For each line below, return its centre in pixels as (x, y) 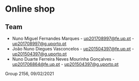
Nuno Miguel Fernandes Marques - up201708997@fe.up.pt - (73, 38)
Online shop (30, 9)
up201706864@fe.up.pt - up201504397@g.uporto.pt (65, 64)
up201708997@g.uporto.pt (39, 44)
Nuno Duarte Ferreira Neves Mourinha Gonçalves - (63, 59)
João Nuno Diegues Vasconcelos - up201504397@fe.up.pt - (73, 49)
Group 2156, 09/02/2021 (30, 73)
